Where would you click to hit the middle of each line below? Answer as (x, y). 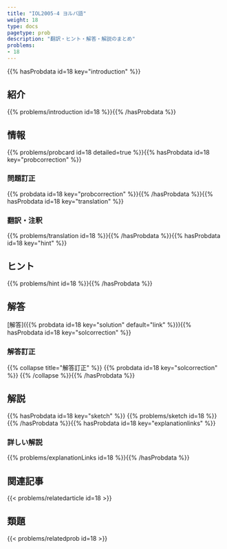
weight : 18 (23, 20)
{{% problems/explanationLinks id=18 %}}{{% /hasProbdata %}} (99, 458)
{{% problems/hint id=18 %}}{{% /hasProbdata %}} (80, 283)
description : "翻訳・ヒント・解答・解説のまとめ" (71, 39)
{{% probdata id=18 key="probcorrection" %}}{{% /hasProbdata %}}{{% (110, 194)
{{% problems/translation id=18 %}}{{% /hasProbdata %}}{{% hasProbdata (114, 236)
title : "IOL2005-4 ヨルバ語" (47, 13)
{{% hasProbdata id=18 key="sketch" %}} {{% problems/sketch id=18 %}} (112, 416)
